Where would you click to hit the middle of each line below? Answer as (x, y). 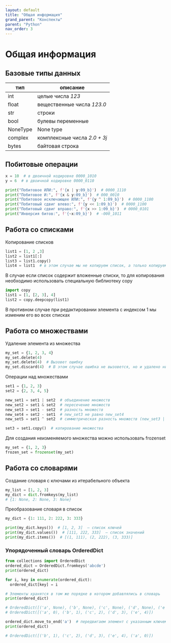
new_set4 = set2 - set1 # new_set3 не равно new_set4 (65, 414)
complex (18, 138)
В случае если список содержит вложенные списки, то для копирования (85, 275)
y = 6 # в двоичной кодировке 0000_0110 (50, 181)
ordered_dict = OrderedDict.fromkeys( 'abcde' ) (55, 566)
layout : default (22, 10)
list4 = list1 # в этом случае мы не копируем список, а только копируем (86, 266)
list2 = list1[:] (24, 256)
